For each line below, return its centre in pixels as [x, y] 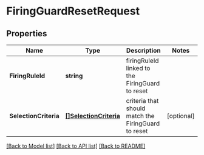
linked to [138, 68]
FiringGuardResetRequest [73, 11]
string [74, 76]
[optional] [181, 116]
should [136, 108]
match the [140, 116]
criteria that [142, 101]
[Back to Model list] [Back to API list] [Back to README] [76, 146]
